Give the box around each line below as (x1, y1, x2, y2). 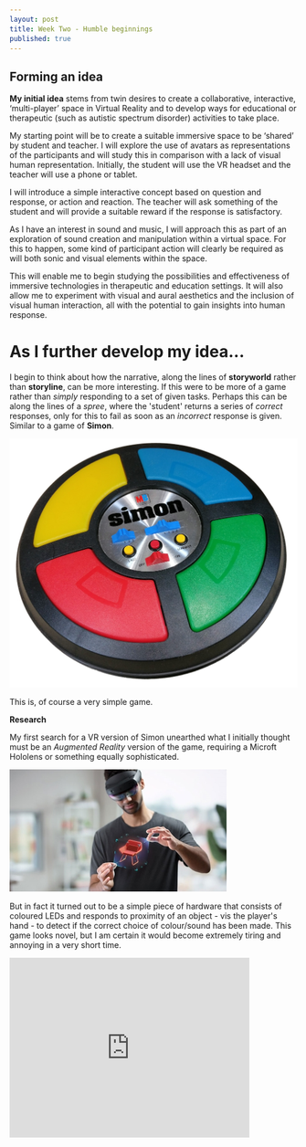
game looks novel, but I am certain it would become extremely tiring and (9, 930, 281, 941)
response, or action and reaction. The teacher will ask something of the (9, 196, 279, 207)
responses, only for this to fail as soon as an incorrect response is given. (9, 411, 283, 422)
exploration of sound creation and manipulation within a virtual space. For (9, 234, 287, 245)
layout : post (9, 15, 59, 24)
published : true (9, 34, 71, 43)
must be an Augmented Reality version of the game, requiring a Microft (9, 741, 277, 752)
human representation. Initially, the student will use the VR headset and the (9, 160, 291, 171)
